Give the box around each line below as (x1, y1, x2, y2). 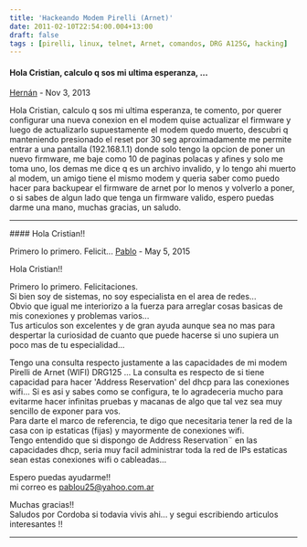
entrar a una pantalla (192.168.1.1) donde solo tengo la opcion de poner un (9, 143, 286, 155)
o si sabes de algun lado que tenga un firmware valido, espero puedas (9, 193, 274, 204)
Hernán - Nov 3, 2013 (9, 88, 91, 99)
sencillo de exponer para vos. (9, 405, 122, 416)
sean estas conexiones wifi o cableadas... (9, 454, 167, 466)
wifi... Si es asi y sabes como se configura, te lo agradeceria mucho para (9, 386, 283, 397)
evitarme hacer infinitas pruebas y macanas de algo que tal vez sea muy (9, 396, 283, 407)
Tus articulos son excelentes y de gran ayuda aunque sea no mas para (9, 321, 276, 331)
